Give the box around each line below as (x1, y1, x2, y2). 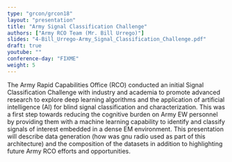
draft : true (7, 42, 42, 49)
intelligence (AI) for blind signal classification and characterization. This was (7, 102, 226, 111)
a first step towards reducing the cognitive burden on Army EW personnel (7, 110, 218, 118)
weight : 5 (7, 62, 36, 69)
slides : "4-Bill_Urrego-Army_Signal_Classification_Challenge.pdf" (7, 36, 207, 43)
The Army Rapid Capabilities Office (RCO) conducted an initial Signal (7, 80, 204, 89)
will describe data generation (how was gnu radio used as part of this (7, 132, 206, 141)
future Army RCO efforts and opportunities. (7, 147, 131, 155)
